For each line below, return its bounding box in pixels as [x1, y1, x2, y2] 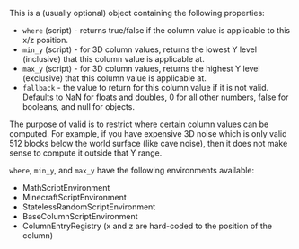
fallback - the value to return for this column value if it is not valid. [22, 83, 269, 93]
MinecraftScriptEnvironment [22, 192, 128, 202]
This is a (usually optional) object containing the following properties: [9, 8, 265, 18]
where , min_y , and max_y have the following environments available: [9, 165, 255, 175]
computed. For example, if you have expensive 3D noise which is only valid [9, 129, 287, 138]
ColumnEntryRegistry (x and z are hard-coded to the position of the [22, 220, 272, 231]
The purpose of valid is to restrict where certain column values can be [9, 119, 269, 129]
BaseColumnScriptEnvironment [22, 211, 138, 221]
